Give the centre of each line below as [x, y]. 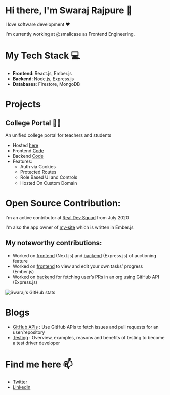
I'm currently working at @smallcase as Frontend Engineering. [70, 34]
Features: [23, 161]
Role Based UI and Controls [49, 177]
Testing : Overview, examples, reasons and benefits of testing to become [89, 337]
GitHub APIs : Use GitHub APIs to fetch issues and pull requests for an [86, 327]
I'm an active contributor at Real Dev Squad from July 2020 [67, 217]
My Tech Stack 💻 [43, 56]
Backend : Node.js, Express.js [43, 79]
